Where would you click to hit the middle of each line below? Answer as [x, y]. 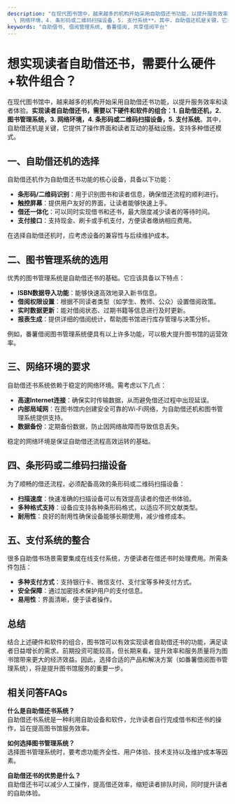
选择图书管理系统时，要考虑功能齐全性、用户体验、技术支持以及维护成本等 [114, 752]
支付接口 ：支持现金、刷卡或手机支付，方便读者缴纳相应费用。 [106, 221]
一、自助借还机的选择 [53, 161]
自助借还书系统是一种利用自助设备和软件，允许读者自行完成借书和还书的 [111, 720]
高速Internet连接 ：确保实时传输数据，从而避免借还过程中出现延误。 [115, 400]
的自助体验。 [26, 793]
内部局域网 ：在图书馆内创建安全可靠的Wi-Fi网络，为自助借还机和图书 [117, 409]
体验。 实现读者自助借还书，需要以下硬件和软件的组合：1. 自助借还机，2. [117, 111]
